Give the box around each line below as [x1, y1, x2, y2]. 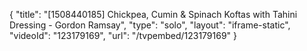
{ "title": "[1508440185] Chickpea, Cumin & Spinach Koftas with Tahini [9, 9, 298, 20]
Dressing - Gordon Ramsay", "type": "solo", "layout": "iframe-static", [9, 19, 291, 31]
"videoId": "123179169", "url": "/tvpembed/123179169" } [9, 30, 238, 41]
